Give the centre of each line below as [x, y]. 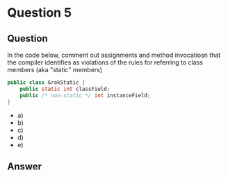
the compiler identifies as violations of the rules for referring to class [105, 62]
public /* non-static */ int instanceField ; [85, 95]
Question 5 [40, 13]
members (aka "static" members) [55, 70]
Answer [25, 166]
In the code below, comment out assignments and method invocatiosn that [114, 55]
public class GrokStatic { [46, 83]
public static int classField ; [65, 89]
